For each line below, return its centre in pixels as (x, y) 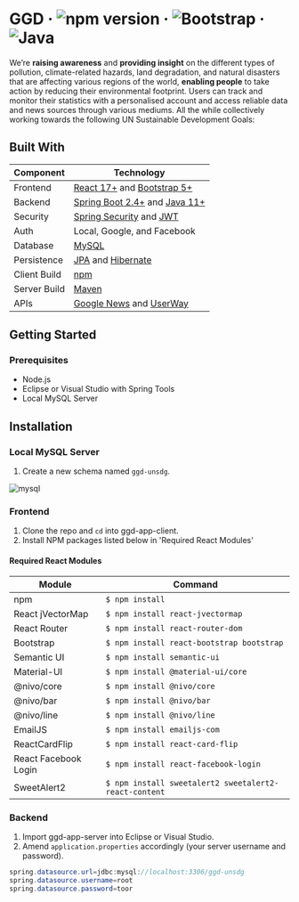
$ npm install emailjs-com (162, 729)
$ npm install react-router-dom (174, 628)
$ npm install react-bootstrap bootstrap (194, 642)
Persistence (39, 260)
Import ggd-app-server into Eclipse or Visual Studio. (118, 836)
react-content (135, 792)
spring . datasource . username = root (71, 880)
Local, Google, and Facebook (134, 231)
